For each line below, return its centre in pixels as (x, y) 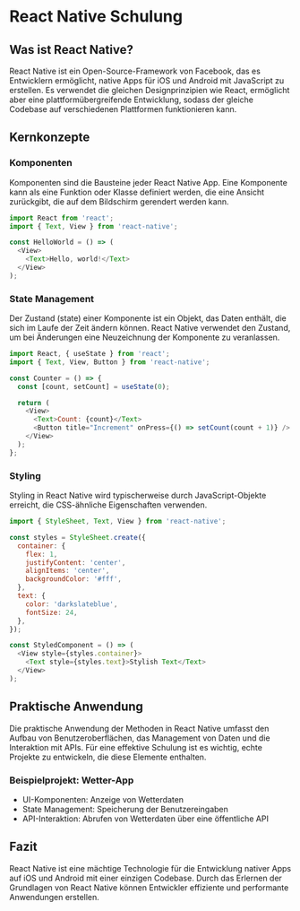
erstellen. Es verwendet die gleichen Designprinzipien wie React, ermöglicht (150, 90)
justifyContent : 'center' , (76, 562)
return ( (34, 403)
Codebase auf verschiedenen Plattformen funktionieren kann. (123, 109)
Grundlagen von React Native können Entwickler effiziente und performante (149, 887)
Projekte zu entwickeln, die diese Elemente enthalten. (108, 757)
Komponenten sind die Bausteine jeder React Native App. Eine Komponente (149, 182)
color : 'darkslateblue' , (72, 604)
